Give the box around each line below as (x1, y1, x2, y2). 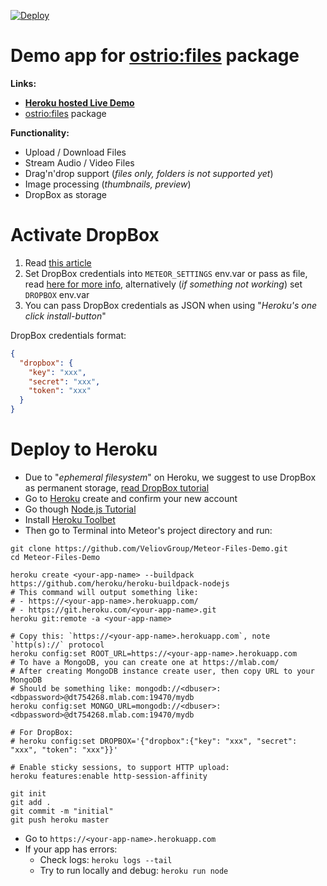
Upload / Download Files (24, 146, 127, 158)
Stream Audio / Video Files (24, 156, 135, 169)
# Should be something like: (10, 683, 132, 694)
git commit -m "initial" (10, 806, 114, 816)
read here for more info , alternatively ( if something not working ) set (24, 278, 303, 290)
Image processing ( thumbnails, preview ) (24, 178, 192, 190)
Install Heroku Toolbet (24, 513, 116, 525)
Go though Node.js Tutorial (24, 503, 137, 515)
